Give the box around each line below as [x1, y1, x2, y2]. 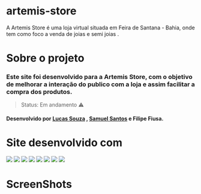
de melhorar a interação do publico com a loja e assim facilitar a [6, 80, 195, 89]
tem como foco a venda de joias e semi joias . [6, 30, 119, 37]
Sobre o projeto [6, 51, 85, 65]
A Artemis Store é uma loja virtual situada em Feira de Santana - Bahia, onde [6, 24, 195, 31]
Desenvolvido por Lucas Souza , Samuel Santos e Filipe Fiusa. [6, 115, 164, 122]
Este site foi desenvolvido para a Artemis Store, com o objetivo [6, 73, 193, 81]
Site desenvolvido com [6, 136, 123, 150]
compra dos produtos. [6, 88, 73, 96]
